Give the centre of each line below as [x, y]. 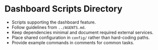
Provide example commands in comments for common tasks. [73, 42]
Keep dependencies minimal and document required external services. [82, 32]
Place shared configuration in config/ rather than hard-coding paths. [81, 37]
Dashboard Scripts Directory [63, 9]
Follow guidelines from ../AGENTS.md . [49, 27]
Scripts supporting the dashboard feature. [53, 22]
